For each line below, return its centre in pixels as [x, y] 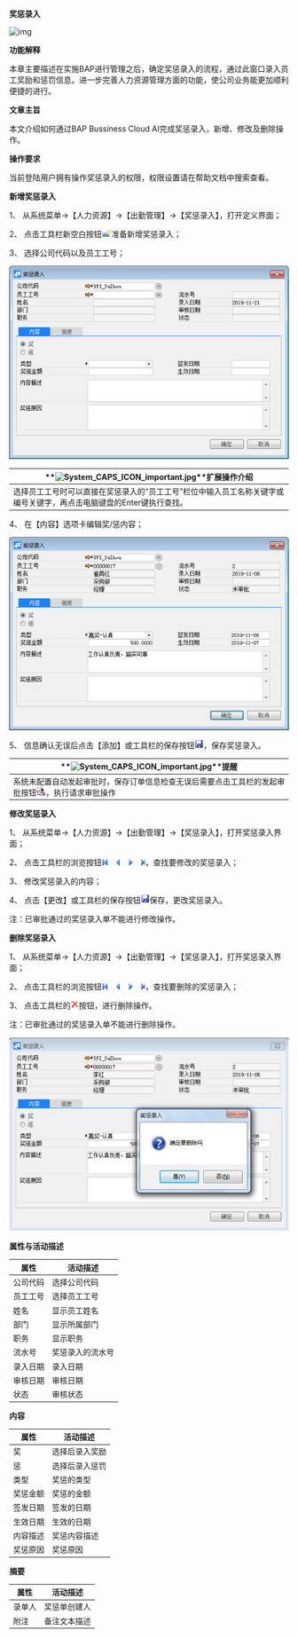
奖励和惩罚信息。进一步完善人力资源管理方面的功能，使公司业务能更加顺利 [153, 80]
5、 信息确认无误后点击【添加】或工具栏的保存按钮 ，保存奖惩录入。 [137, 745]
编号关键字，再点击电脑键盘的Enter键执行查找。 [100, 503]
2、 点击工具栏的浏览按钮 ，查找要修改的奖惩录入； [124, 862]
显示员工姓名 [75, 1310]
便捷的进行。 [32, 91]
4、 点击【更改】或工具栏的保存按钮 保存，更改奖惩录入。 [118, 901]
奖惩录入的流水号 [83, 1352]
